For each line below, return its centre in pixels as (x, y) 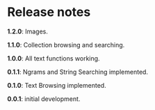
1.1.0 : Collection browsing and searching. (66, 45)
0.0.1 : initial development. (44, 99)
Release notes (49, 12)
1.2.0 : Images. (28, 31)
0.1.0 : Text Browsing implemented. (57, 85)
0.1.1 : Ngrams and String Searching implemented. (77, 72)
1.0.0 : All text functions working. (54, 58)
